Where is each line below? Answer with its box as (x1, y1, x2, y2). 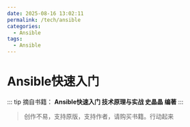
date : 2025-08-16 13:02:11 (7, 10, 84, 17)
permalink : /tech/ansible (7, 16, 81, 23)
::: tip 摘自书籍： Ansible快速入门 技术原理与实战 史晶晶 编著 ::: (7, 97, 184, 106)
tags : (7, 36, 23, 43)
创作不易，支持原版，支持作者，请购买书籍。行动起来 (23, 112, 174, 120)
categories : (7, 23, 41, 30)
